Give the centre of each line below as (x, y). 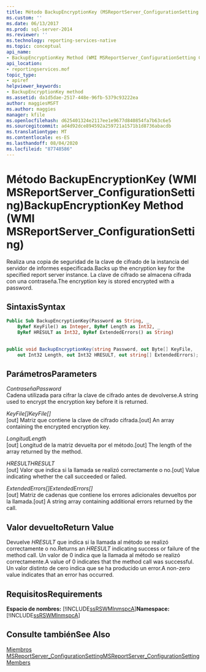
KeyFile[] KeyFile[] (29, 414)
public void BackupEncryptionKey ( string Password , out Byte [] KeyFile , (100, 349)
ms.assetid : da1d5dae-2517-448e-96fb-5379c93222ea (72, 98)
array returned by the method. (44, 452)
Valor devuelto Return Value (60, 527)
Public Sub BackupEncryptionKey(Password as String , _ (78, 321)
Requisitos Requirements (55, 594)
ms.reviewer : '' (27, 35)
